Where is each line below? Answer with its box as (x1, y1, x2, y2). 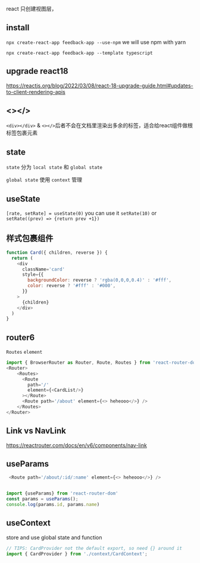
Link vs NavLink (6, 426, 67, 436)
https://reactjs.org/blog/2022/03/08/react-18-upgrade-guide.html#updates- (6, 82, 193, 89)
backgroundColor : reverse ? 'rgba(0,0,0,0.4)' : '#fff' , (27, 277, 171, 284)
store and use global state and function (6, 534, 102, 541)
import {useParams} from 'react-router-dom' (6, 490, 118, 496)
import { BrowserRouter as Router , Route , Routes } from (6, 360, 151, 366)
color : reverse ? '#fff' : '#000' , (27, 283, 116, 289)
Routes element (6, 350, 43, 356)
